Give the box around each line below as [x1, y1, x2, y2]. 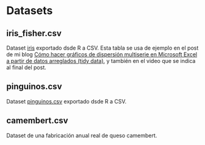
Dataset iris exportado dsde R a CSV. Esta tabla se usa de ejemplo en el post [6, 44, 199, 51]
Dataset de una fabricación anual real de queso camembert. [6, 132, 157, 139]
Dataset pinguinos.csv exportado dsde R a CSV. [6, 97, 127, 105]
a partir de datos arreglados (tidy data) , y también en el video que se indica [6, 58, 196, 64]
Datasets [6, 4, 53, 18]
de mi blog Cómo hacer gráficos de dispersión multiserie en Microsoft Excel [6, 51, 197, 58]
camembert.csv [6, 116, 68, 126]
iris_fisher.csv [6, 28, 62, 39]
